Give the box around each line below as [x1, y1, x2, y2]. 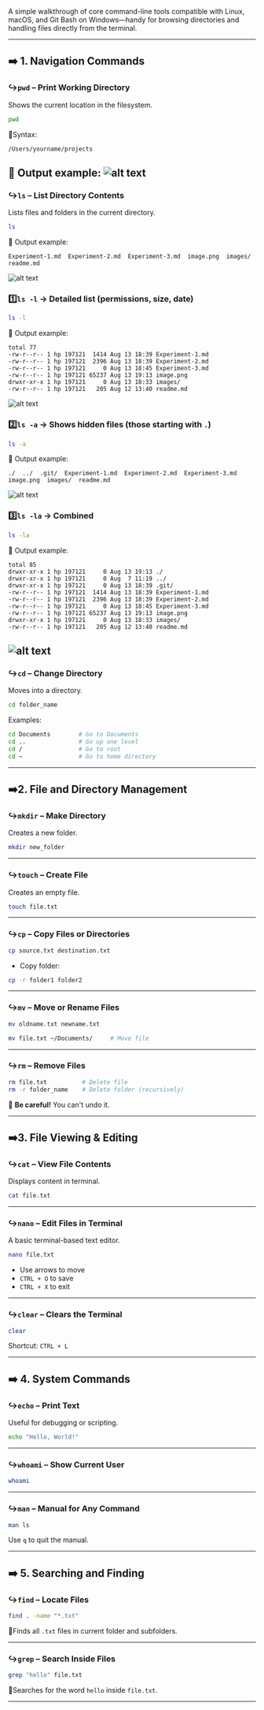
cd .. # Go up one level [8, 738, 139, 746]
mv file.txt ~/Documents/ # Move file [8, 1034, 149, 1042]
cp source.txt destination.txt [8, 946, 111, 955]
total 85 [8, 561, 37, 568]
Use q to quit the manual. [8, 1535, 89, 1544]
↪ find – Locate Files [8, 1594, 89, 1605]
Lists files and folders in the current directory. [8, 208, 156, 218]
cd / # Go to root [8, 745, 122, 753]
